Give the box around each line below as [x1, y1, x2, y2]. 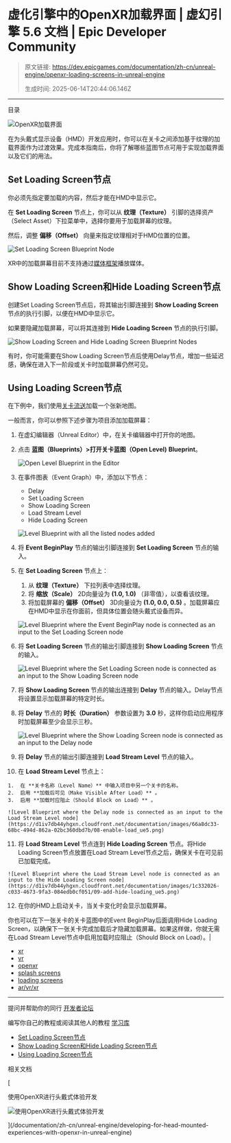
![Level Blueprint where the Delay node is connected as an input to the [8, 809, 223, 816]
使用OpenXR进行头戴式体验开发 [8, 1093, 98, 1101]
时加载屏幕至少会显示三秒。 [17, 718, 97, 726]
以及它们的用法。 [8, 152, 56, 160]
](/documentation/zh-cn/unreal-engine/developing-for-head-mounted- [8, 1121, 209, 1129]
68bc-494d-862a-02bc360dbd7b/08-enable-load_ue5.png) [8, 827, 165, 834]
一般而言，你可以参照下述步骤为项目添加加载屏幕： [8, 416, 152, 425]
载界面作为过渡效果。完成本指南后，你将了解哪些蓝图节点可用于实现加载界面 [8, 143, 224, 152]
